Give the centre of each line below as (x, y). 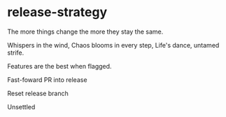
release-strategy (57, 12)
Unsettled (21, 106)
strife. (16, 53)
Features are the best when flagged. (59, 66)
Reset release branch (38, 93)
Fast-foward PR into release (47, 80)
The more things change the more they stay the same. (85, 32)
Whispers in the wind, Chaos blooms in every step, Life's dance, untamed (113, 45)
